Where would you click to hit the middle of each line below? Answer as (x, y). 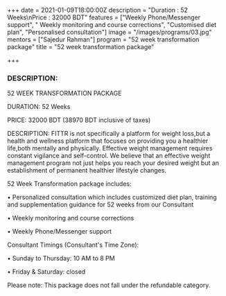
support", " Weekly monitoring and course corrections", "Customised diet (112, 25)
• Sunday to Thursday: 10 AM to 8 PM (61, 259)
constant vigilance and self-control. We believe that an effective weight (109, 156)
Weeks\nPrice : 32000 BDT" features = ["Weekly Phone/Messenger (104, 17)
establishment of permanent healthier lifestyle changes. (87, 171)
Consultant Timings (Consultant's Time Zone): (73, 245)
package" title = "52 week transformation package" (81, 47)
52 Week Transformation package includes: (69, 184)
